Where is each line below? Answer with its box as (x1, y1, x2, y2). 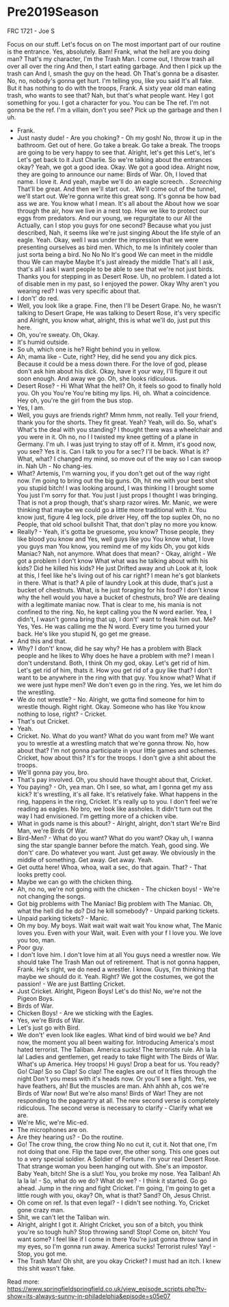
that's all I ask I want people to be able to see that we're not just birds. (16, 265, 215, 273)
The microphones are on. (16, 1125, 89, 1133)
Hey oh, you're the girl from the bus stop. (16, 396, 133, 404)
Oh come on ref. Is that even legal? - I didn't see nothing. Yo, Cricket (16, 1199, 210, 1207)
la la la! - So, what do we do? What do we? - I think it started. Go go (16, 1177, 207, 1185)
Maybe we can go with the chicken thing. (16, 877, 133, 886)
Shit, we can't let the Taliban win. (16, 1213, 111, 1221)
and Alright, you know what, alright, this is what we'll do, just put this (16, 316, 211, 324)
